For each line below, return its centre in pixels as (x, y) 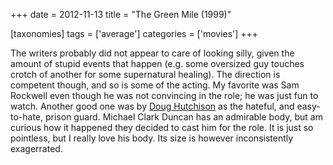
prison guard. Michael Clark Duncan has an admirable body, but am (183, 117)
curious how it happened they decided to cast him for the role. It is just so (162, 127)
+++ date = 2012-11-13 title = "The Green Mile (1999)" (121, 14)
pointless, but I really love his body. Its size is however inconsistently (152, 138)
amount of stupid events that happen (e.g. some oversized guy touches (157, 63)
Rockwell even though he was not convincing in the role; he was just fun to (164, 95)
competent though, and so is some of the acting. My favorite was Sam (155, 85)
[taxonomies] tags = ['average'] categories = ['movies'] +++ (134, 33)
